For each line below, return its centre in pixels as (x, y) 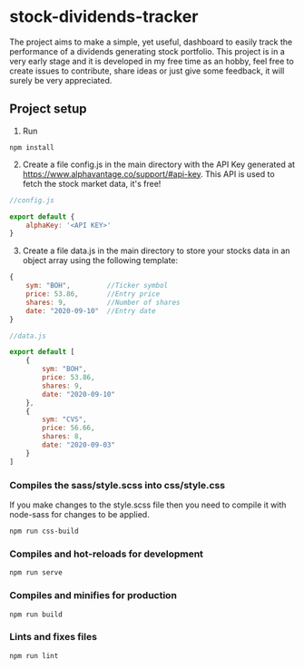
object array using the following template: (100, 261)
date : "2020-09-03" (79, 445)
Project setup (49, 109)
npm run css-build (44, 531)
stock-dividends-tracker (104, 17)
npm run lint (34, 655)
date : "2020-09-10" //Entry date (91, 310)
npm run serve (36, 573)
